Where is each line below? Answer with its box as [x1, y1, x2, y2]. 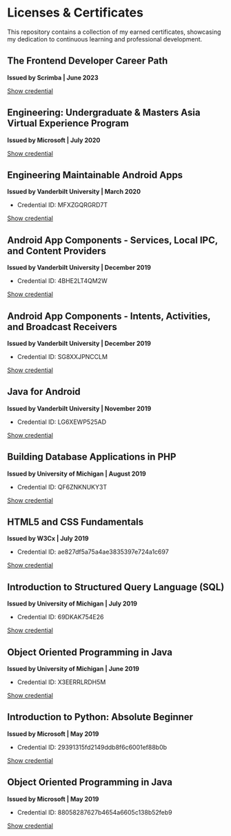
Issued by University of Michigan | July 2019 [7, 599, 138, 608]
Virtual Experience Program [7, 117, 129, 129]
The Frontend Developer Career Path [7, 55, 168, 67]
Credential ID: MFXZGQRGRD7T [17, 201, 108, 209]
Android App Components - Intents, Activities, [7, 310, 211, 322]
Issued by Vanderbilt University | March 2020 [7, 188, 141, 196]
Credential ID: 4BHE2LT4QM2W [17, 277, 108, 285]
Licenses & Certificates [7, 5, 143, 21]
